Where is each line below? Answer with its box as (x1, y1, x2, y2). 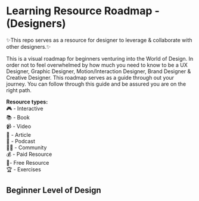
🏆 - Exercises (6, 165, 42, 173)
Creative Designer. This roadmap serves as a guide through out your (6, 74, 175, 81)
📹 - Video (6, 123, 32, 130)
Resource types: (6, 98, 48, 105)
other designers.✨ (6, 43, 51, 50)
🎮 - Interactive (6, 105, 43, 112)
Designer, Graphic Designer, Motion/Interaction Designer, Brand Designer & (6, 67, 191, 75)
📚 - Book (6, 114, 30, 121)
